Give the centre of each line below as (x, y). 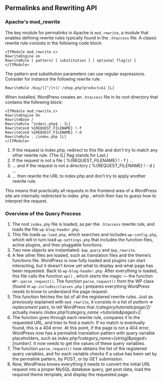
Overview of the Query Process (43, 213)
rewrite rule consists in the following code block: (54, 43)
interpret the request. (26, 201)
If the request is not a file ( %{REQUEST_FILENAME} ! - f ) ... (72, 160)
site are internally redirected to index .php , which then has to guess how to (81, 196)
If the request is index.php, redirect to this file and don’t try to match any (85, 150)
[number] (21, 343)
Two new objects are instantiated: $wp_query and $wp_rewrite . (74, 250)
